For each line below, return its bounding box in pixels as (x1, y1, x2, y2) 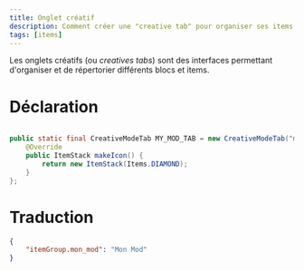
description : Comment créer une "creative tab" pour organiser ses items (9, 22, 294, 31)
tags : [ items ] (9, 30, 63, 39)
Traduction (9, 207, 94, 227)
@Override (25, 142, 63, 152)
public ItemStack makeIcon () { (25, 151, 144, 160)
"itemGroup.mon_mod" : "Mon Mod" (25, 246, 147, 255)
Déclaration (9, 96, 99, 117)
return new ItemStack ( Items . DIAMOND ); (42, 160, 188, 169)
